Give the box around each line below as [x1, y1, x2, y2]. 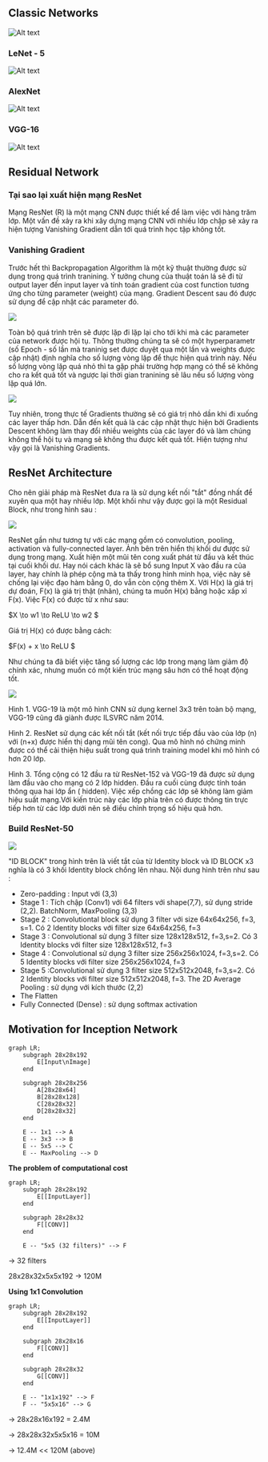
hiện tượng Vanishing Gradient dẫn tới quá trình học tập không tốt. [8, 224, 226, 235]
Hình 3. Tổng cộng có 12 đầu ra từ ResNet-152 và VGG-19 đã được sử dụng [8, 769, 255, 779]
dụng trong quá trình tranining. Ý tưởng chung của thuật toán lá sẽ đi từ [8, 271, 243, 281]
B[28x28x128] [37, 1093, 81, 1101]
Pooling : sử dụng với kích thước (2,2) [19, 982, 144, 992]
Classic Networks [8, 6, 98, 20]
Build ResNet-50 [8, 823, 74, 834]
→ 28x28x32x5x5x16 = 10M [8, 1429, 100, 1440]
